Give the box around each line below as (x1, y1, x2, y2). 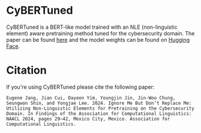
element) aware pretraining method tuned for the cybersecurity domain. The (6, 29, 195, 37)
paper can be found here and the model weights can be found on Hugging (6, 36, 190, 43)
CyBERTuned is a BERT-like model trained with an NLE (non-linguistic (6, 23, 178, 31)
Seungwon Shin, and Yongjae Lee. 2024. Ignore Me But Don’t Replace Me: (6, 100, 192, 106)
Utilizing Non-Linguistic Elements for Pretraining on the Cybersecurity (6, 105, 195, 111)
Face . (6, 43, 20, 50)
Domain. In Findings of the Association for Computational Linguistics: (6, 110, 192, 117)
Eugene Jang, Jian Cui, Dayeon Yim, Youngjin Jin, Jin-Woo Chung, (6, 95, 176, 101)
